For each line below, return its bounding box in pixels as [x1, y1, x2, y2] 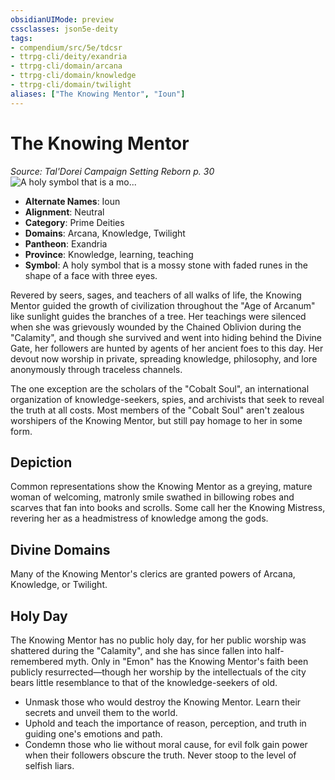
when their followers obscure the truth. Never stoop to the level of [24, 749, 297, 761]
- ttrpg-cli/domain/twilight [10, 80, 132, 90]
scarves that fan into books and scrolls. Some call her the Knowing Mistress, [10, 502, 326, 514]
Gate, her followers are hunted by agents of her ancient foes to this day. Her [10, 342, 324, 354]
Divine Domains [10, 541, 111, 558]
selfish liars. [24, 760, 75, 771]
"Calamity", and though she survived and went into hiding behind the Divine [10, 331, 322, 343]
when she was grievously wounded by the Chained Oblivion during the [10, 321, 302, 333]
